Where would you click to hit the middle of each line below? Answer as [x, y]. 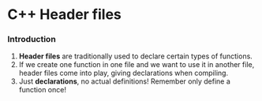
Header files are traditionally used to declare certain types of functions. [136, 56]
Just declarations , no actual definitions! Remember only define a [124, 81]
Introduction [32, 39]
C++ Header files [64, 15]
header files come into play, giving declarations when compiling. [124, 73]
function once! [42, 90]
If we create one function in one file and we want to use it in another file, [137, 65]
